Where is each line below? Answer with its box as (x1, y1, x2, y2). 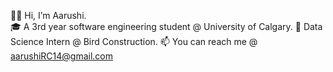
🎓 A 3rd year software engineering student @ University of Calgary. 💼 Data (10, 21, 323, 32)
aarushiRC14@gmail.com (10, 50, 114, 62)
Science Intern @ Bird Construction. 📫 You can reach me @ (10, 36, 258, 47)
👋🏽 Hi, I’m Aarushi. (10, 10, 87, 21)
